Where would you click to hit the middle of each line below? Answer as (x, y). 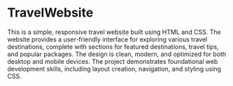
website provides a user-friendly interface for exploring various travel (107, 39)
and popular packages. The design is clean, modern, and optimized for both (117, 54)
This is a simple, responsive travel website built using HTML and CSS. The (114, 32)
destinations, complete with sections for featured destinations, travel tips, (113, 46)
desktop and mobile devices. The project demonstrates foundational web (113, 61)
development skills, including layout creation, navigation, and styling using (114, 69)
